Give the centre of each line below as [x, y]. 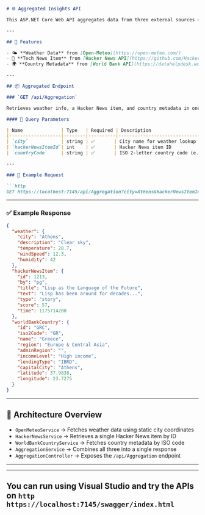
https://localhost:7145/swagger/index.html [91, 505]
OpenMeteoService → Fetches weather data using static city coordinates [104, 430]
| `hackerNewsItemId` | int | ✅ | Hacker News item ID [89, 147]
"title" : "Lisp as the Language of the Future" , [80, 288]
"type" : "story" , [39, 300]
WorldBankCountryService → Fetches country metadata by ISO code [100, 442]
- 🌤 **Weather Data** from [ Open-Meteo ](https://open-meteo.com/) [94, 53]
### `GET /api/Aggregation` [42, 97]
